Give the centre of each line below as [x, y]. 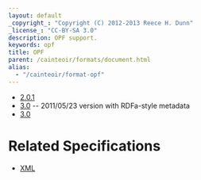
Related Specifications [85, 146]
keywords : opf [32, 45]
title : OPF [26, 52]
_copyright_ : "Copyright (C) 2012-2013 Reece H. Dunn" [101, 23]
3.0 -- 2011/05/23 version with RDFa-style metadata [105, 105]
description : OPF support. [53, 38]
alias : [19, 67]
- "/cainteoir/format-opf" [60, 75]
